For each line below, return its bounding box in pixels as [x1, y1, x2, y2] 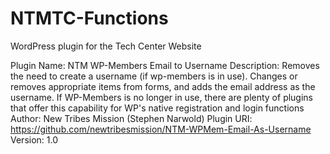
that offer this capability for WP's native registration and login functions [10, 102, 305, 114]
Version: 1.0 [10, 133, 59, 146]
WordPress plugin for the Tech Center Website [10, 40, 202, 52]
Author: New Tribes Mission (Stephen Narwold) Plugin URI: [10, 112, 253, 124]
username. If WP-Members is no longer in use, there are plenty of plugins [10, 91, 314, 103]
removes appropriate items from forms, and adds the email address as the [10, 80, 316, 92]
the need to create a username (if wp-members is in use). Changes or [10, 70, 298, 82]
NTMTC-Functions [10, 7, 169, 30]
